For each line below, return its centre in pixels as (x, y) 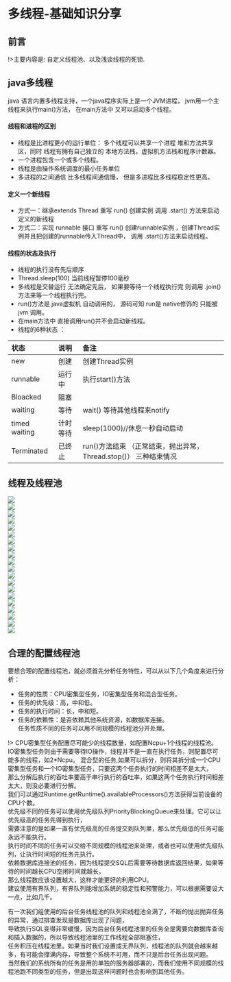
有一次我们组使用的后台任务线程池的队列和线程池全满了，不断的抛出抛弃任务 (116, 911)
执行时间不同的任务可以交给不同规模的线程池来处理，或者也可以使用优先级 (113, 846)
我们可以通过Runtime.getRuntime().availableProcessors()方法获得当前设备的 (115, 794)
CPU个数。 (23, 803)
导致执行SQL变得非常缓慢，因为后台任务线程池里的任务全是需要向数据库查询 (116, 929)
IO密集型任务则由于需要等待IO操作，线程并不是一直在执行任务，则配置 (107, 752)
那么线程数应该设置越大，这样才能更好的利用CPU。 (80, 880)
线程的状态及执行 (32, 253)
